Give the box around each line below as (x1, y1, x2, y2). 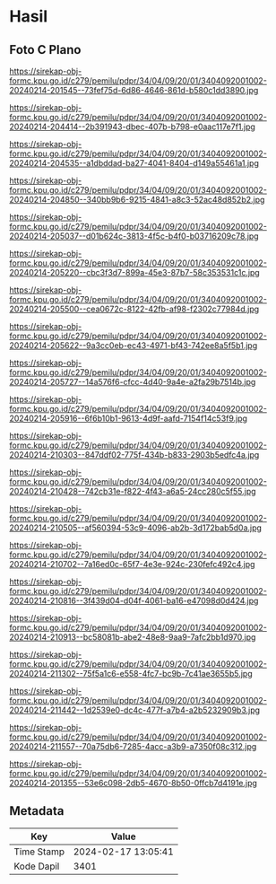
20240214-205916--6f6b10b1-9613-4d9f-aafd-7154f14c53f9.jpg (9, 413, 248, 424)
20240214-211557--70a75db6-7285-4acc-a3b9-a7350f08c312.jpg (9, 741, 257, 751)
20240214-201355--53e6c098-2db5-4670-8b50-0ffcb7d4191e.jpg (9, 778, 258, 788)
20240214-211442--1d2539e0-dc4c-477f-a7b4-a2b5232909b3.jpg (9, 705, 261, 715)
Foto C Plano (9, 42, 82, 57)
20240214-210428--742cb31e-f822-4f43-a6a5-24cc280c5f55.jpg (9, 486, 257, 496)
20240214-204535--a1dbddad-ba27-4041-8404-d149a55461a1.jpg (9, 158, 260, 168)
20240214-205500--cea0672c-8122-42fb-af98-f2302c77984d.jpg (9, 303, 260, 314)
